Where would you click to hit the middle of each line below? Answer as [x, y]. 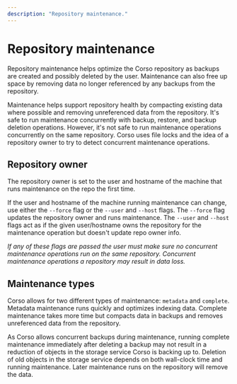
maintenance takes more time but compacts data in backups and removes [115, 316]
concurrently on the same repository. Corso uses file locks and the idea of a [118, 134]
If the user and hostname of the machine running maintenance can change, [117, 203]
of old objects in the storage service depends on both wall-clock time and [115, 360]
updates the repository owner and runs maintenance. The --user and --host [118, 218]
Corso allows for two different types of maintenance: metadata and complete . [118, 301]
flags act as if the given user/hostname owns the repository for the [104, 225]
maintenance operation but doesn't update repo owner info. [94, 233]
